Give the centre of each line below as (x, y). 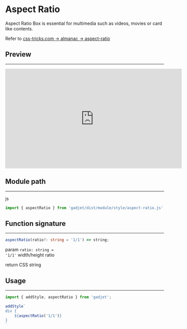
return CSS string (23, 265)
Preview (18, 54)
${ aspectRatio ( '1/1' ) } (38, 316)
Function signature (36, 223)
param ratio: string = (29, 250)
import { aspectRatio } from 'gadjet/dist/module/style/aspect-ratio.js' (84, 208)
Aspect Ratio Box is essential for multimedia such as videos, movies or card (84, 23)
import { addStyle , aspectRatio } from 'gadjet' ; (58, 297)
